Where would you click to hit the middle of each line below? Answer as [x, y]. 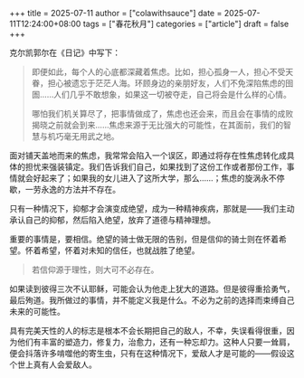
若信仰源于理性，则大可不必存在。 [95, 269]
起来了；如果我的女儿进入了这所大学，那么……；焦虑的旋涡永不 [159, 178]
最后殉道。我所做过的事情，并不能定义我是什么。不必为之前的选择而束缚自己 [152, 300]
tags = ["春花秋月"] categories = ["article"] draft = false [186, 24]
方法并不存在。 [92, 189]
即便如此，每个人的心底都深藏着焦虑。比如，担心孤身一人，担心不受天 [162, 72]
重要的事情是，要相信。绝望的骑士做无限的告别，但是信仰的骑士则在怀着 [144, 239]
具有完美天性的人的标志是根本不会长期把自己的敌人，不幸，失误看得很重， [148, 331]
